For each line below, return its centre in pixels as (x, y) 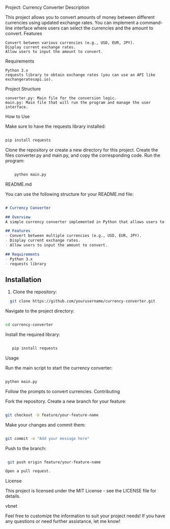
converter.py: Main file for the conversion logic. (61, 98)
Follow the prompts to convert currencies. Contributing (63, 391)
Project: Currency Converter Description (47, 7)
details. (13, 496)
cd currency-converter (29, 325)
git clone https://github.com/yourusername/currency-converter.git (83, 301)
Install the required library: (33, 335)
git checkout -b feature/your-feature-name (52, 415)
